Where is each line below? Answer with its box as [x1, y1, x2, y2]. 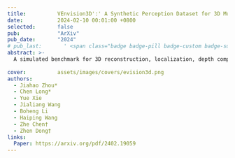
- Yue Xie [13, 95, 42, 102]
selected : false [7, 23, 73, 30]
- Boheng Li [13, 108, 49, 115]
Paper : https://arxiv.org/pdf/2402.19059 [13, 141, 136, 148]
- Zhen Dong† [13, 127, 52, 134]
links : [7, 134, 27, 141]
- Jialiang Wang [13, 101, 61, 108]
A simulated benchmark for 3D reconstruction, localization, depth [13, 56, 215, 63]
